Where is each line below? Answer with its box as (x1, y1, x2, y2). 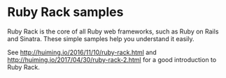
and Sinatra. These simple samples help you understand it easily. (7, 34, 195, 42)
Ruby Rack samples (7, 4, 124, 20)
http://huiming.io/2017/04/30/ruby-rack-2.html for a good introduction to (7, 55, 217, 63)
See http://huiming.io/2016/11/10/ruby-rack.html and (7, 48, 157, 56)
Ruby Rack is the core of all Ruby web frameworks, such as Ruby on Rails (7, 27, 219, 36)
